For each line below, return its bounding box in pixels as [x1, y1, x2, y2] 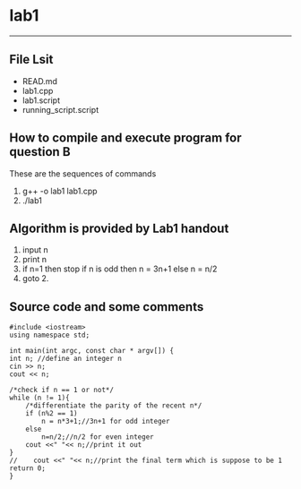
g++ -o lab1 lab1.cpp [21, 185, 98, 196]
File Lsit [9, 52, 54, 67]
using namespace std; [9, 330, 90, 340]
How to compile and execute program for [9, 131, 242, 146]
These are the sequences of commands [9, 167, 157, 179]
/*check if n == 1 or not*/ [9, 386, 115, 395]
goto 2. [21, 273, 49, 284]
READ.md [21, 75, 58, 86]
